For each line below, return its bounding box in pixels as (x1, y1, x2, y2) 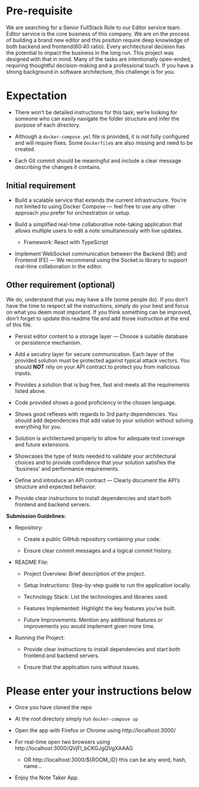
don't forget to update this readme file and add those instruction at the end (6, 314, 189, 322)
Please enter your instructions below (6, 684, 192, 698)
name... (23, 763, 43, 770)
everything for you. (14, 423, 62, 430)
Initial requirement (6, 180, 76, 191)
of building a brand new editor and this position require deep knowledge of (6, 36, 189, 43)
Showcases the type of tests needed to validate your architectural (14, 452, 176, 460)
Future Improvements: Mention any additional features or (23, 616, 163, 623)
